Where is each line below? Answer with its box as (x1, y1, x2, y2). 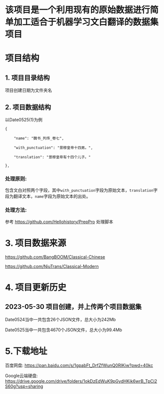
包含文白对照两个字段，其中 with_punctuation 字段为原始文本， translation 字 (5, 188, 158, 193)
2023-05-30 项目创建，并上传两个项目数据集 (5, 303, 142, 311)
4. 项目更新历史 (5, 282, 67, 293)
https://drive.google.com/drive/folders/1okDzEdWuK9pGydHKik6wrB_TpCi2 (5, 378, 157, 384)
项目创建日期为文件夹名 (5, 87, 52, 93)
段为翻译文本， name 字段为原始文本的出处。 (5, 193, 91, 199)
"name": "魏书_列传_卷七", (14, 136, 64, 141)
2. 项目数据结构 (5, 103, 51, 111)
